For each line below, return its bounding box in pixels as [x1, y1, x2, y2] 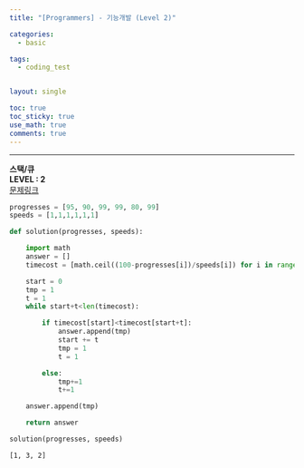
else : [42, 368, 63, 377]
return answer [25, 418, 79, 427]
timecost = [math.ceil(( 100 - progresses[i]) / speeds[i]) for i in [25, 260, 273, 269]
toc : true [9, 103, 47, 113]
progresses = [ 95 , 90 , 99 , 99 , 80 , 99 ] [9, 202, 160, 211]
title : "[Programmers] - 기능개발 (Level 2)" [9, 13, 176, 23]
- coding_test [17, 63, 71, 73]
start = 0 [25, 277, 63, 286]
